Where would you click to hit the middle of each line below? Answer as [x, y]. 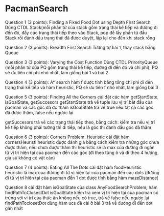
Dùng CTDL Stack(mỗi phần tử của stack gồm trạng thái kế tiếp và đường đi [82, 27]
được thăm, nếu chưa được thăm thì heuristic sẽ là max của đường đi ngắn [80, 147]
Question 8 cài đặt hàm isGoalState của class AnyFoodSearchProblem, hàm [81, 187]
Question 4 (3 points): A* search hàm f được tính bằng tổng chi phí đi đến [79, 82]
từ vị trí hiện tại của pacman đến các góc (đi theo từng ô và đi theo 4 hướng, [82, 153]
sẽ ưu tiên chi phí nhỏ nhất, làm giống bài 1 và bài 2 [57, 72]
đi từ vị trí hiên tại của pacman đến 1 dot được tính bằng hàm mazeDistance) [82, 178]
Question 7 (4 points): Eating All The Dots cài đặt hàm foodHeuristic [73, 167]
